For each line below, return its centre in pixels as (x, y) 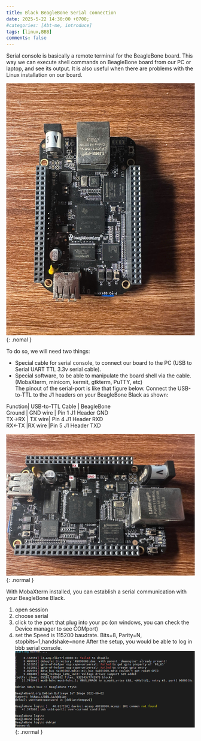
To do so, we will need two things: (48, 352)
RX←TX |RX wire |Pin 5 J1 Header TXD (54, 425)
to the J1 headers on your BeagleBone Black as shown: (100, 395)
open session (31, 610)
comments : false (26, 38)
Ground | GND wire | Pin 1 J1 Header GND (57, 413)
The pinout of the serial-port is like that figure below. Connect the (95, 388)
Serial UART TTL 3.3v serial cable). (58, 370)
